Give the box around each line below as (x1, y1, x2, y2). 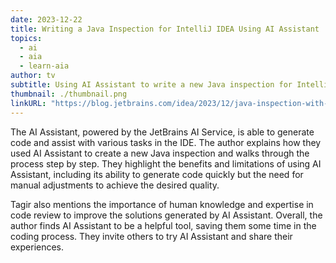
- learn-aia (19, 61, 70, 71)
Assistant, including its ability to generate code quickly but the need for (10, 168, 304, 180)
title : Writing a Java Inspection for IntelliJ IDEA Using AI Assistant (10, 24, 320, 34)
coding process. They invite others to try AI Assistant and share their (10, 230, 293, 242)
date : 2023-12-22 (10, 14, 83, 25)
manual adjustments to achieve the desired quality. (10, 179, 220, 191)
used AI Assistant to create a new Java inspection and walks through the (10, 147, 310, 159)
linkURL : (10, 98, 47, 108)
